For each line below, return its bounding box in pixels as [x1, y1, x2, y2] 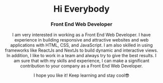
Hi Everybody [53, 3, 110, 15]
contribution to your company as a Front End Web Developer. [20, 63, 143, 69]
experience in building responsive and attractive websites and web [14, 37, 149, 43]
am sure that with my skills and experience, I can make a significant [13, 58, 150, 64]
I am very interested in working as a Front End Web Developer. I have [12, 32, 151, 38]
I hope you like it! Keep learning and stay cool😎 [33, 72, 130, 79]
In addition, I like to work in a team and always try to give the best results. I [6, 53, 157, 59]
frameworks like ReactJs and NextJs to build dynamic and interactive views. [5, 47, 158, 53]
